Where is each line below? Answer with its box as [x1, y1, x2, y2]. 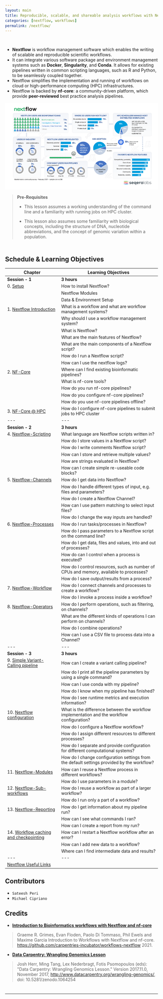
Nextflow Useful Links [7, 862, 51, 867]
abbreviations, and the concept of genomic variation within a [24, 228, 146, 234]
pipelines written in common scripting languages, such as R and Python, [12, 67, 157, 73]
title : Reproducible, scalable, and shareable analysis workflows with [5, 13, 153, 18]
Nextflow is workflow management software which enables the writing [12, 47, 154, 53]
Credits [5, 909, 28, 918]
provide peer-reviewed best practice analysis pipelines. [12, 93, 125, 99]
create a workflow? [61, 587, 99, 594]
